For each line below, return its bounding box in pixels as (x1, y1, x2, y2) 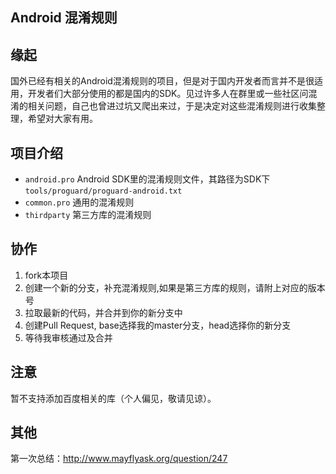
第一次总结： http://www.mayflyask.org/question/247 (10, 453, 228, 465)
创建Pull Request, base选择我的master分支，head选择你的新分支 (24, 319, 292, 331)
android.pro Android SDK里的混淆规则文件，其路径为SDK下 (24, 173, 271, 185)
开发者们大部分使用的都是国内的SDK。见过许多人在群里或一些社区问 (27, 88, 309, 100)
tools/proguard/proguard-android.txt (24, 186, 183, 197)
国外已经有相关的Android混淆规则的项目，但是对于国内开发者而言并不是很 (10, 75, 315, 87)
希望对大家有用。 (27, 113, 98, 125)
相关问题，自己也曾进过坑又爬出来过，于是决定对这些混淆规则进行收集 (27, 100, 317, 112)
